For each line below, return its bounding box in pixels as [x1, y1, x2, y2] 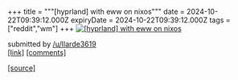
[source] [7, 63, 36, 73]
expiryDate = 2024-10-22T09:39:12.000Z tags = [70, 15, 231, 25]
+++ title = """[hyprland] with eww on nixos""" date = [7, 7, 186, 16]
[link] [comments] [7, 48, 67, 57]
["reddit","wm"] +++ [7, 24, 74, 33]
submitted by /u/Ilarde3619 [7, 39, 97, 49]
